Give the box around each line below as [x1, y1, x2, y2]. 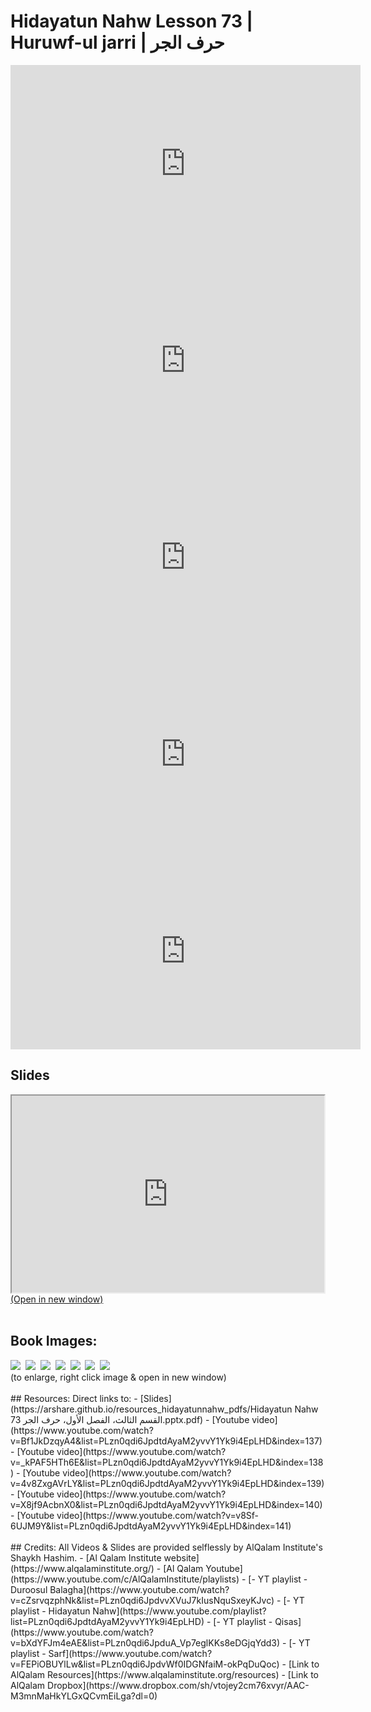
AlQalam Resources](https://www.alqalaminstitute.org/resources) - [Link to [10, 1668, 319, 1680]
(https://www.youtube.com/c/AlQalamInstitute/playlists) [10, 1573, 240, 1585]
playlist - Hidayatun [10, 1605, 91, 1617]
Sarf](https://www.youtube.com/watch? [48, 1647, 213, 1659]
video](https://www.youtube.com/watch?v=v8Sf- [56, 1509, 260, 1521]
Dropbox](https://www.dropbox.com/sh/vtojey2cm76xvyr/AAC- [47, 1679, 310, 1691]
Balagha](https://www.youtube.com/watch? [49, 1583, 230, 1595]
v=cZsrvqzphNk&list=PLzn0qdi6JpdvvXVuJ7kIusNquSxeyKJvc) [10, 1594, 275, 1606]
